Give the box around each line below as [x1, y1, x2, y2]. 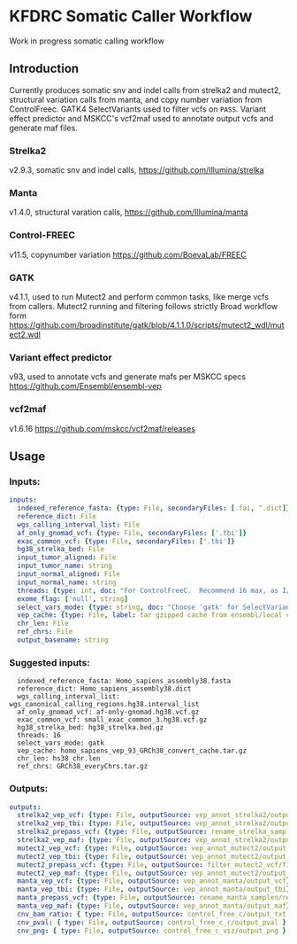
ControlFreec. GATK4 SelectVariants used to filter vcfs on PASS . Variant [9, 104, 267, 114]
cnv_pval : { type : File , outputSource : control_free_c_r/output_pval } [17, 917, 287, 927]
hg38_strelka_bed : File [17, 545, 104, 554]
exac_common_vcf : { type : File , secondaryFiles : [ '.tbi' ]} [17, 536, 236, 546]
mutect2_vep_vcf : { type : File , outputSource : [17, 844, 188, 853]
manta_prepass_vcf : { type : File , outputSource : [17, 893, 196, 902]
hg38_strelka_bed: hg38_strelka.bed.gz [17, 723, 164, 732]
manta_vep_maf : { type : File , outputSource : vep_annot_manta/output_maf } [17, 901, 291, 910]
